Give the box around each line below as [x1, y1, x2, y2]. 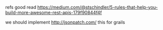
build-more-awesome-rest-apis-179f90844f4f [5, 9, 102, 15]
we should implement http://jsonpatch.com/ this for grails [5, 19, 125, 25]
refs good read [5, 4, 37, 10]
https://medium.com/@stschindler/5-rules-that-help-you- [37, 4, 158, 10]
